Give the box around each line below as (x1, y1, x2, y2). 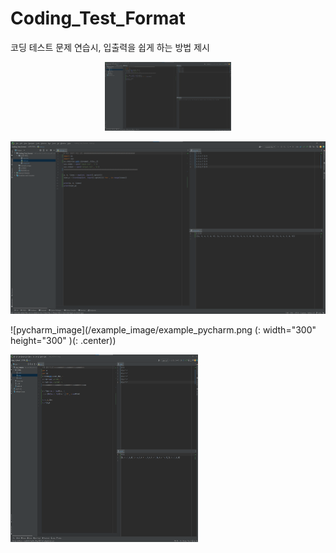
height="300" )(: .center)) (10, 334, 117, 346)
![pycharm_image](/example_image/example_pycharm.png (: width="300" (10, 323, 317, 336)
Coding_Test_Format (10, 7, 186, 30)
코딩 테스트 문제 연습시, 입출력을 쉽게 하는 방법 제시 (10, 41, 210, 53)
